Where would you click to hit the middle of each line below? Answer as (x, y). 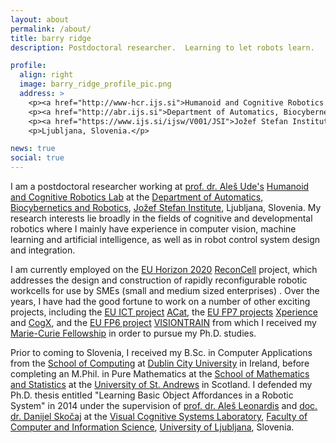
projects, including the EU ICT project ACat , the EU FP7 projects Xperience (164, 312)
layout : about (40, 19)
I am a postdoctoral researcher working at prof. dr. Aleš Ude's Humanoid (160, 186)
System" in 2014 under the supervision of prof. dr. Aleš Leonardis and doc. (164, 405)
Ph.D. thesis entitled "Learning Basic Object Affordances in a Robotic (152, 395)
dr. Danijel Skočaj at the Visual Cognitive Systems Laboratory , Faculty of (159, 416)
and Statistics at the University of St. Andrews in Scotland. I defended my (161, 384)
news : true (33, 149)
